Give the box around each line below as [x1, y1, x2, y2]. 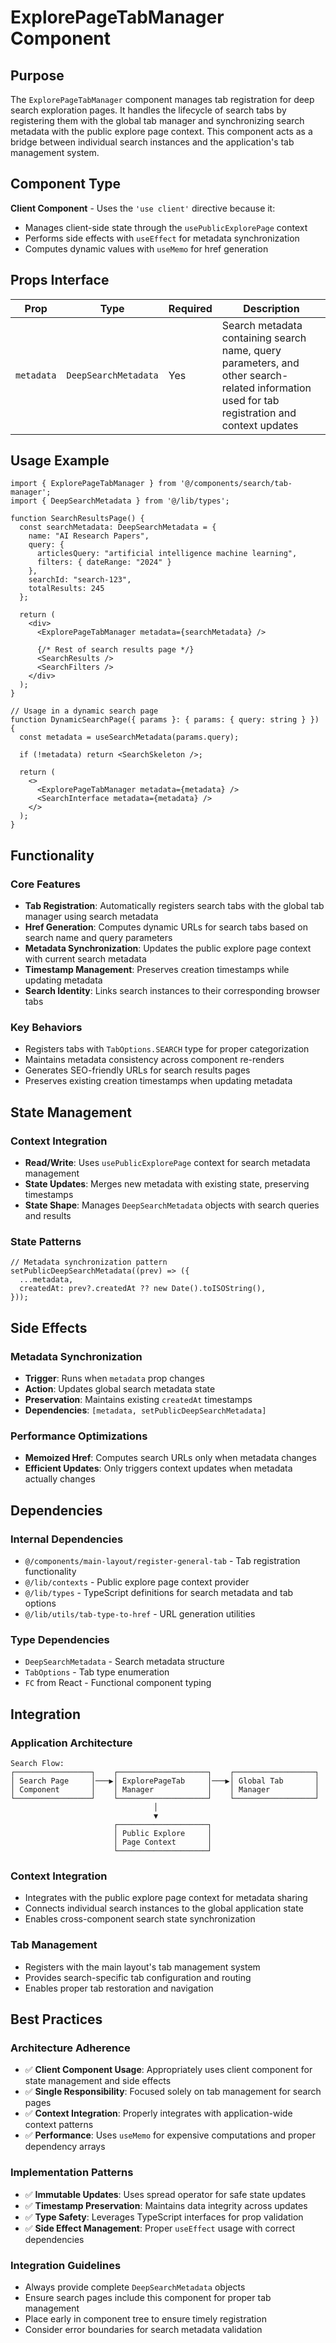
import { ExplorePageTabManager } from [10, 479, 177, 489]
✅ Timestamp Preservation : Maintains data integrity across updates [24, 2199, 308, 2211]
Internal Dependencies [10, 1532, 124, 1546]
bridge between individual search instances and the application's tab [10, 136, 295, 148]
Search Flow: [10, 1759, 65, 1769]
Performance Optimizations [10, 1429, 148, 1443]
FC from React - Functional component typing [24, 1677, 212, 1689]
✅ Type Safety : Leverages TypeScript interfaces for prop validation [24, 2211, 304, 2223]
